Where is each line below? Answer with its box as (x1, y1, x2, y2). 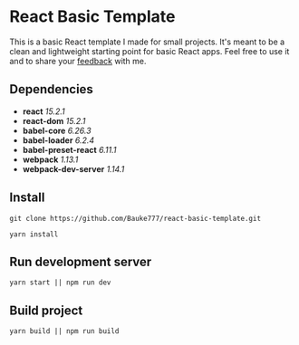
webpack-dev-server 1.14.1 (22, 163, 125, 174)
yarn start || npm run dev (9, 278, 111, 287)
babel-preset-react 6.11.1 (22, 144, 117, 155)
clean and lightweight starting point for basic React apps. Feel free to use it (9, 45, 290, 56)
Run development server (9, 254, 152, 269)
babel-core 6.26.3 (22, 125, 92, 136)
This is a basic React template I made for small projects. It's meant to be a (9, 36, 285, 47)
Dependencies (9, 81, 93, 97)
